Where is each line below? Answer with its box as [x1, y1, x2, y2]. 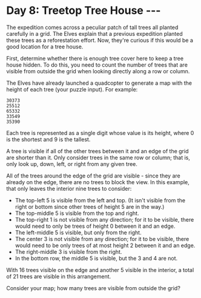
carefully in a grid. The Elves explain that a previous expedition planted [6, 30, 183, 37]
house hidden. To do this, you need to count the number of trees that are [6, 61, 188, 68]
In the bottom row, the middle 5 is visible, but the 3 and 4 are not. [15, 254, 178, 262]
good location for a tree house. [6, 43, 84, 50]
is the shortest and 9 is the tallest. [6, 136, 91, 143]
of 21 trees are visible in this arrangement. [6, 273, 111, 280]
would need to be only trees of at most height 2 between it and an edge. [15, 242, 196, 249]
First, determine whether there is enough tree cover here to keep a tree [6, 55, 183, 62]
